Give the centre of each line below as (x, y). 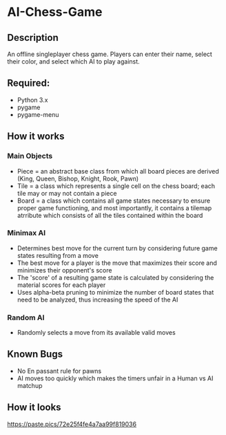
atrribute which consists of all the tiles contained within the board (110, 215)
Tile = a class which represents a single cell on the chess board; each (116, 186)
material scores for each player (61, 285)
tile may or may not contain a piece (67, 193)
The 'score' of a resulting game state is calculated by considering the (115, 277)
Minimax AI (27, 233)
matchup (30, 385)
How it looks (34, 408)
